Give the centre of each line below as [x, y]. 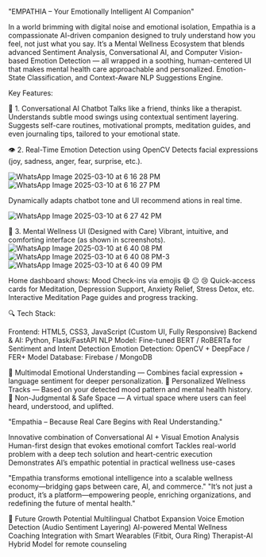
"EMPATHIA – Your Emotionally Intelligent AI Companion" [101, 12]
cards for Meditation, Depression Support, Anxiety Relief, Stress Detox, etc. [131, 289]
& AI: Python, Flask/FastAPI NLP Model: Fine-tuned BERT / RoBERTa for [125, 340]
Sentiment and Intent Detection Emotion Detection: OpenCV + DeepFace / [129, 349]
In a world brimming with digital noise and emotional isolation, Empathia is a [132, 27]
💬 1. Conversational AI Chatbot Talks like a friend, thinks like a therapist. [125, 108]
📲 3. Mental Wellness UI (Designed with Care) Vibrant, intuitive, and [118, 231]
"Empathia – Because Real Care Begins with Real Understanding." [116, 422]
